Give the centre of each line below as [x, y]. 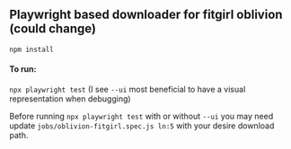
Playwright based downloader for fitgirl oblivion [146, 15]
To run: [23, 69]
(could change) [53, 29]
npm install [31, 49]
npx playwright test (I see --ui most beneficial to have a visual [128, 90]
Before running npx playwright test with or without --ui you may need [141, 117]
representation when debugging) [71, 99]
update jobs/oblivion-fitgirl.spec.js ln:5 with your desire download [142, 126]
